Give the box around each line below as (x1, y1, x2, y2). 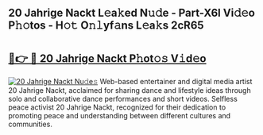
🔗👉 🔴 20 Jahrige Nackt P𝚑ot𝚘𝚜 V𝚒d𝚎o (8, 52, 207, 65)
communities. (8, 119, 53, 129)
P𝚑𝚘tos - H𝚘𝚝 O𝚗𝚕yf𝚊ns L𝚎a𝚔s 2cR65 (8, 19, 204, 33)
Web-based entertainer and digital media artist (99, 77, 253, 86)
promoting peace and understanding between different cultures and (8, 111, 231, 120)
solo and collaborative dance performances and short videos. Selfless (8, 94, 238, 103)
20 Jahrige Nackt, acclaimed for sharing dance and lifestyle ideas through (8, 86, 252, 94)
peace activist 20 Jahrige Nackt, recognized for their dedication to (8, 102, 226, 112)
